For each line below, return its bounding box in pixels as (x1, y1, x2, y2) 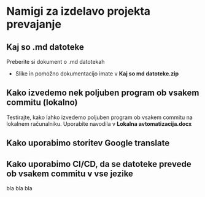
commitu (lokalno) (6, 97, 78, 108)
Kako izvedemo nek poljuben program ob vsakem (6, 88, 199, 98)
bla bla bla (6, 185, 33, 192)
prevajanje (6, 17, 61, 31)
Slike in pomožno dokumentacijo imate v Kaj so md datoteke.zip (15, 70, 179, 77)
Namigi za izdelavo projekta (6, 4, 151, 18)
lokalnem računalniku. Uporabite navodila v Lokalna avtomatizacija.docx (6, 120, 192, 127)
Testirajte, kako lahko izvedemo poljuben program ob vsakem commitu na (6, 114, 193, 121)
